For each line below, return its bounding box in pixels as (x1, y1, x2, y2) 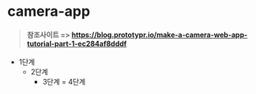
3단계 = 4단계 (42, 77, 86, 87)
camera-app (7, 2, 91, 21)
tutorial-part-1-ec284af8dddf (26, 39, 127, 48)
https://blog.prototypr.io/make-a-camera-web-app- (71, 30, 248, 39)
